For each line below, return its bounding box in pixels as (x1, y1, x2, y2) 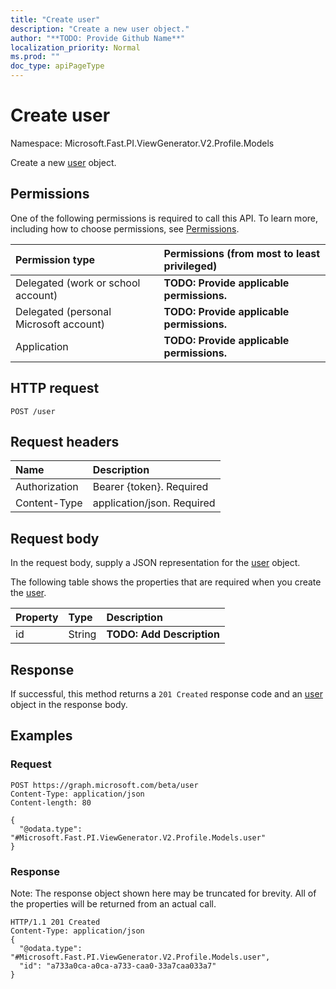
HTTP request (10, 380, 100, 397)
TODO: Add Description (106, 627, 220, 641)
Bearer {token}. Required (92, 480, 209, 494)
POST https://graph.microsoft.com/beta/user (10, 780, 199, 790)
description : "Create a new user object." (10, 24, 190, 34)
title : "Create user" (10, 14, 101, 25)
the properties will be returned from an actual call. (10, 897, 217, 910)
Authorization (15, 480, 79, 494)
